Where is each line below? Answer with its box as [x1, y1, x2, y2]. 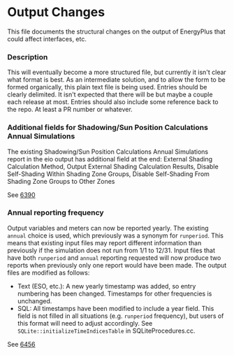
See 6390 [7, 190, 36, 199]
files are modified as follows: [7, 268, 90, 277]
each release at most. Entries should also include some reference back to [7, 98, 219, 106]
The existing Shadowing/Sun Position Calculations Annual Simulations [7, 147, 208, 156]
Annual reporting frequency [7, 208, 104, 217]
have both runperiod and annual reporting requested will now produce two [7, 253, 221, 262]
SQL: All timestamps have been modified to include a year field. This [17, 304, 214, 312]
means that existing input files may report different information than [7, 238, 202, 247]
